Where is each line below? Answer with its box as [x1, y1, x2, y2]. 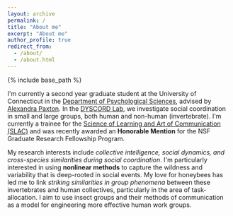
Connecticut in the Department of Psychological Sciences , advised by [7, 97, 212, 105]
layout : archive [7, 10, 55, 18]
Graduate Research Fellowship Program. [7, 134, 125, 143]
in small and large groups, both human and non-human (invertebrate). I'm [7, 112, 222, 120]
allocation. [7, 193, 38, 201]
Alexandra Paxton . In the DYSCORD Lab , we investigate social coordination [7, 104, 227, 113]
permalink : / [7, 17, 46, 24]
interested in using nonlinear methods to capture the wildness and [7, 163, 203, 172]
